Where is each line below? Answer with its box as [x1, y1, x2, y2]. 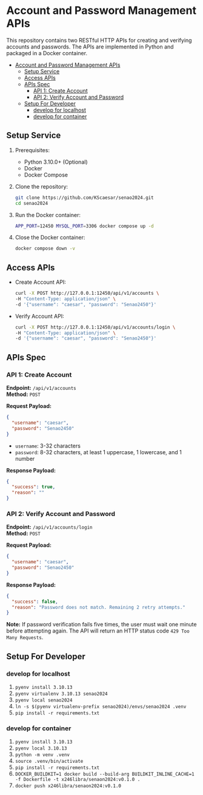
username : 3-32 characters [15, 442, 81, 449]
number [15, 455, 35, 462]
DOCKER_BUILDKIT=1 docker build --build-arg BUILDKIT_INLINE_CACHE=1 [15, 771, 195, 777]
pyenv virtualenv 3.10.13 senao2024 [15, 691, 108, 697]
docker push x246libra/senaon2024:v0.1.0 [15, 783, 121, 789]
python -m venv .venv [15, 752, 70, 758]
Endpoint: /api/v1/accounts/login [6, 523, 93, 531]
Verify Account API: [15, 312, 65, 320]
